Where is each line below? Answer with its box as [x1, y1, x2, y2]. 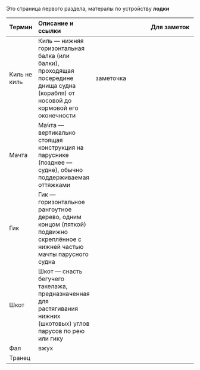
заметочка [95, 74, 127, 82]
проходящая [37, 67, 74, 75]
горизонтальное [37, 198, 85, 206]
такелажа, [37, 282, 68, 290]
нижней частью [37, 243, 84, 251]
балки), [37, 59, 60, 67]
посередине [37, 74, 74, 82]
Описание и [37, 19, 74, 27]
